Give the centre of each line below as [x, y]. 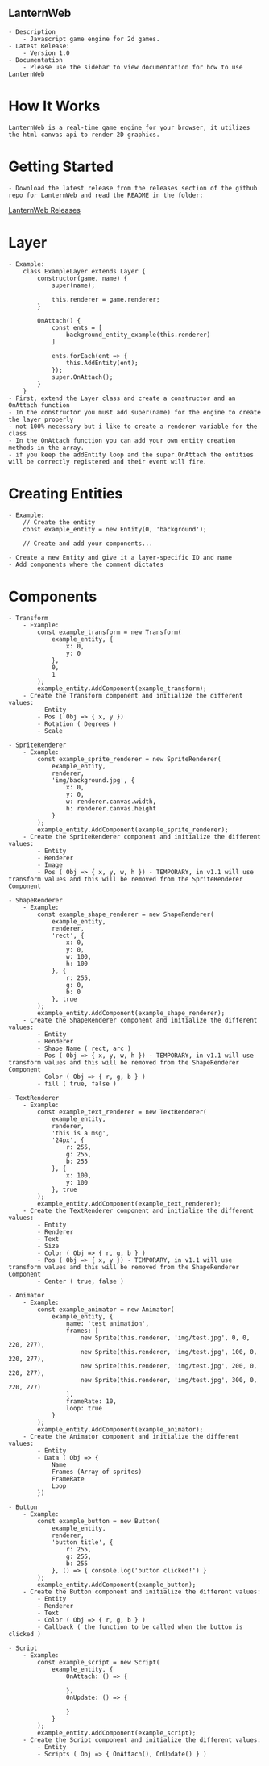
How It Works [54, 106]
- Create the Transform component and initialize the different [133, 696]
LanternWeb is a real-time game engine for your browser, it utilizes [129, 127]
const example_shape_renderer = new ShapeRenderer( [126, 914]
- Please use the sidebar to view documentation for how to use [133, 67]
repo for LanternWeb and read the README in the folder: [106, 195]
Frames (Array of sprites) [97, 1472]
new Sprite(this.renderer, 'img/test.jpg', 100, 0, [169, 1352]
